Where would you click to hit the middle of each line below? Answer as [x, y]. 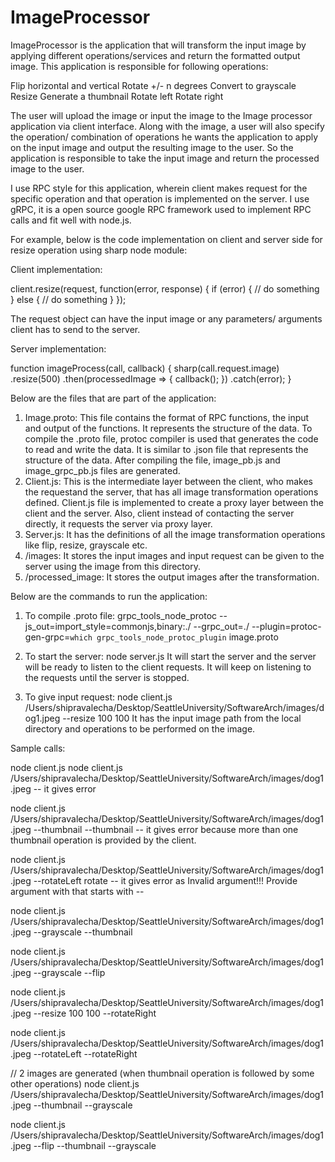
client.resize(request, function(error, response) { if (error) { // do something [165, 288]
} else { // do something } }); [68, 299]
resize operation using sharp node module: [99, 250]
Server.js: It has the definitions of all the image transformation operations [175, 534]
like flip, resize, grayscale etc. [86, 545]
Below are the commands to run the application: [109, 596]
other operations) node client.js [75, 1083]
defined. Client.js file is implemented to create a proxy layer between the [174, 502]
